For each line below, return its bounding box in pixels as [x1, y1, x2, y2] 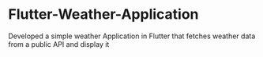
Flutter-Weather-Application [8, 5, 199, 23]
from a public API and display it [8, 39, 110, 48]
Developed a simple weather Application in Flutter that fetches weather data [8, 31, 256, 41]
